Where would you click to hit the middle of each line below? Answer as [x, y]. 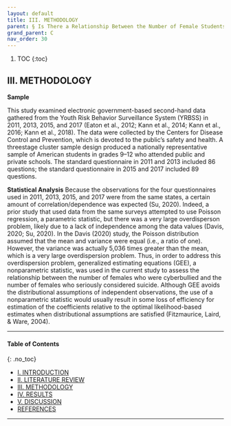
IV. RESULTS [35, 394]
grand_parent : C [30, 33]
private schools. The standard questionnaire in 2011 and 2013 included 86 [111, 161]
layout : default [30, 13]
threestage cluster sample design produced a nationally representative [107, 147]
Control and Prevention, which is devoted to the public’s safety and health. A [115, 139]
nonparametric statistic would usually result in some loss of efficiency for [111, 299]
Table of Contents [33, 344]
